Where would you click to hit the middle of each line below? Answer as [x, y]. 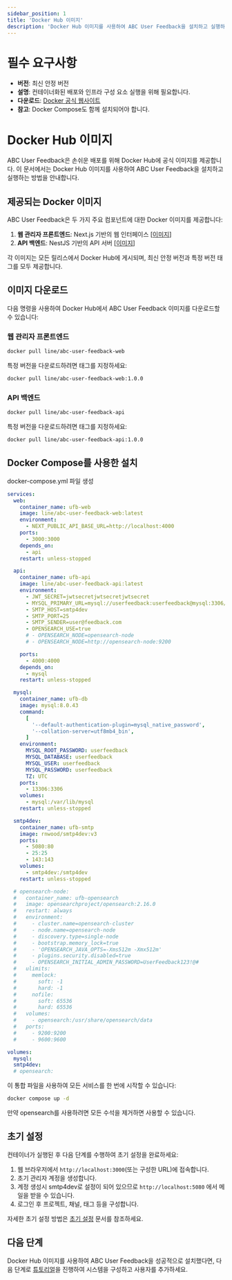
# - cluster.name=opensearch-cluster [74, 924]
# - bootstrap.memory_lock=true [66, 943]
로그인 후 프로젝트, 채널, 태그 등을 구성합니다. [78, 1204]
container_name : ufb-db [54, 699]
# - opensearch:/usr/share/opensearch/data [83, 1020]
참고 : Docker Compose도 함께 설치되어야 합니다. [83, 109]
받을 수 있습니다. [52, 1195]
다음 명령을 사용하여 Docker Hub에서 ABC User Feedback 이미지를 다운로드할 [114, 308]
